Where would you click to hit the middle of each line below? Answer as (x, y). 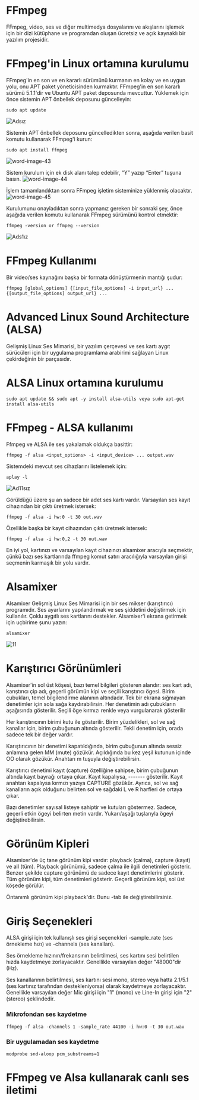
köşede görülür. (25, 885)
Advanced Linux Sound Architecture (98, 317)
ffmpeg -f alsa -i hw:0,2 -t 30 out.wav (57, 539)
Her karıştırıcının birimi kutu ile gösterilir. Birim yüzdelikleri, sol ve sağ (91, 721)
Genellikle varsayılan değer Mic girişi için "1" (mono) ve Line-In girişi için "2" (99, 993)
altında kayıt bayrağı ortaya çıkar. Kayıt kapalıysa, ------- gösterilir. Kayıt (94, 776)
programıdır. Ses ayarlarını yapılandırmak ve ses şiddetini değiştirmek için (96, 609)
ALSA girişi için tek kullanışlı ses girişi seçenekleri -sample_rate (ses (90, 938)
